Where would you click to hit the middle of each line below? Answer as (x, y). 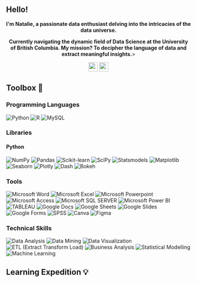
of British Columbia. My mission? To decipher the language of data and (98, 48)
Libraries (19, 133)
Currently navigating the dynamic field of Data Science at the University (98, 41)
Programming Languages (43, 105)
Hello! (17, 10)
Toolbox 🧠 (25, 88)
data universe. (98, 30)
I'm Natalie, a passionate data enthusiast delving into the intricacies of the (98, 24)
